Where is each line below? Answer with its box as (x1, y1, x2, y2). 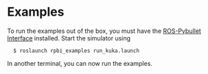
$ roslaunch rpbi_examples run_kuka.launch (13, 47, 139, 54)
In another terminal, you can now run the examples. (7, 59, 153, 67)
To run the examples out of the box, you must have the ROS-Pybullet (7, 27, 201, 35)
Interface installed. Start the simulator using (7, 34, 131, 42)
